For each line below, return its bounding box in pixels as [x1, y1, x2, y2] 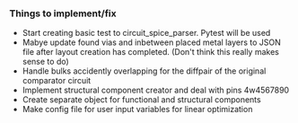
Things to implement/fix [9, 7, 117, 20]
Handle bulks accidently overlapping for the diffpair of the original [22, 66, 267, 76]
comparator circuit [22, 75, 92, 86]
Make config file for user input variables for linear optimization [22, 104, 253, 115]
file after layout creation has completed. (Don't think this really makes [22, 47, 280, 57]
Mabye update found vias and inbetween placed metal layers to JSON [22, 37, 281, 48]
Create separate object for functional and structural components [22, 94, 262, 105]
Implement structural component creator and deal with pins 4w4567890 [22, 84, 290, 96]
